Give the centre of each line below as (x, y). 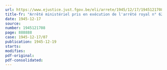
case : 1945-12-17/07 (27, 37)
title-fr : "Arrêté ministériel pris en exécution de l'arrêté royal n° (81, 14)
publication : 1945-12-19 (31, 42)
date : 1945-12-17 (23, 19)
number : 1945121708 (25, 28)
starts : (13, 46)
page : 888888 (19, 33)
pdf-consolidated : (24, 60)
